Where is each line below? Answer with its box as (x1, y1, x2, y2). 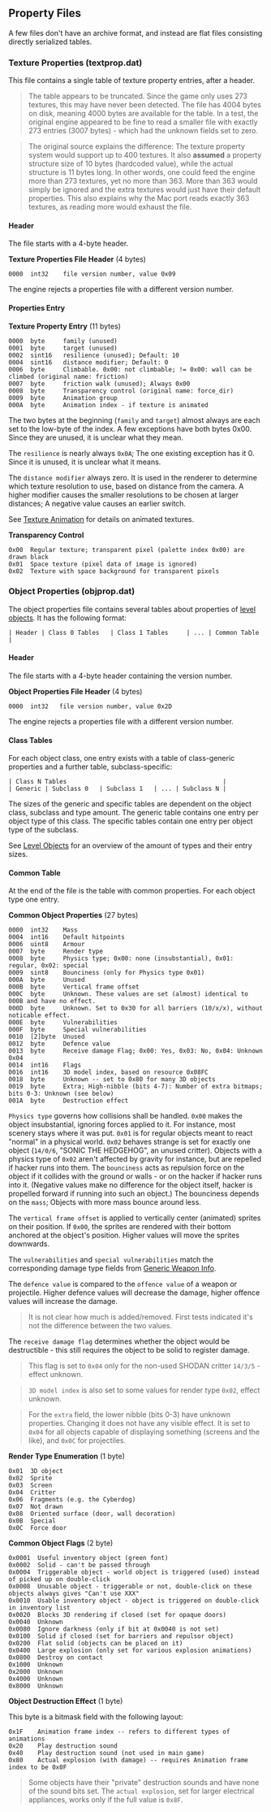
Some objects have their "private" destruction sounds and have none (28, 1778, 260, 1788)
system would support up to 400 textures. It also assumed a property (28, 150, 262, 160)
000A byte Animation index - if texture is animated (8, 401, 209, 409)
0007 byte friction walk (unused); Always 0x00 (8, 380, 191, 388)
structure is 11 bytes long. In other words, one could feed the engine (28, 167, 256, 177)
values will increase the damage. (8, 1297, 118, 1306)
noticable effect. (8, 1011, 71, 1019)
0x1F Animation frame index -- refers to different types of (8, 1727, 230, 1736)
